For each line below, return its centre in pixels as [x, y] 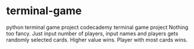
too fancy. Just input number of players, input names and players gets [92, 33]
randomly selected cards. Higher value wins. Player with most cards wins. [97, 40]
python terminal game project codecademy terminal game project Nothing [97, 27]
